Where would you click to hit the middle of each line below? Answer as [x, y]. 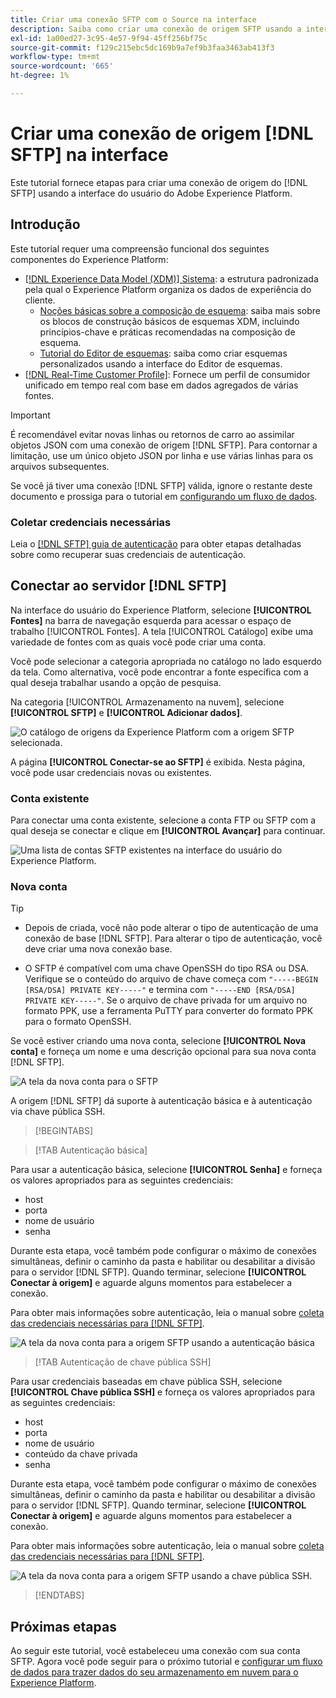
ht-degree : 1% [40, 76]
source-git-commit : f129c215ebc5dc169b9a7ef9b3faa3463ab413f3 [142, 47]
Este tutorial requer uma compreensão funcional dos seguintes [140, 248]
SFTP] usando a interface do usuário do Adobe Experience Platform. [151, 193]
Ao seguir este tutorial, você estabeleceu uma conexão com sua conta [155, 1651]
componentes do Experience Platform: [89, 259]
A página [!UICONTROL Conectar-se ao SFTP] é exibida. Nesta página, [158, 762]
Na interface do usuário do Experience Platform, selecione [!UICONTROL [161, 610]
